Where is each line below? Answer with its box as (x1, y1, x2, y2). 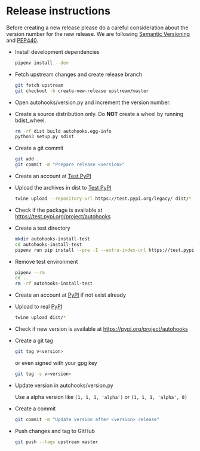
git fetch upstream (14, 82, 64, 88)
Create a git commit (14, 145, 64, 152)
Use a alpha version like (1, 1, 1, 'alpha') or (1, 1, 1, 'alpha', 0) (14, 393, 187, 400)
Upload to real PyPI (14, 303, 63, 310)
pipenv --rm (14, 269, 45, 276)
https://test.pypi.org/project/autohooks (14, 212, 111, 220)
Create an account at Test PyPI (14, 172, 91, 180)
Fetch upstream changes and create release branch (14, 71, 142, 78)
